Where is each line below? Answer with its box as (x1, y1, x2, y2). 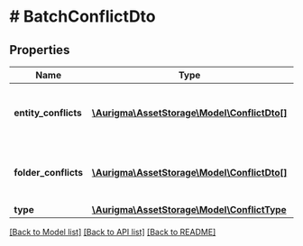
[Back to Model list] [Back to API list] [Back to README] (9, 227, 216, 237)
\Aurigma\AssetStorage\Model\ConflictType (91, 204, 287, 215)
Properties (9, 42, 70, 58)
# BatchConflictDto (9, 6, 156, 27)
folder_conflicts (14, 167, 84, 178)
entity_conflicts (14, 106, 83, 119)
